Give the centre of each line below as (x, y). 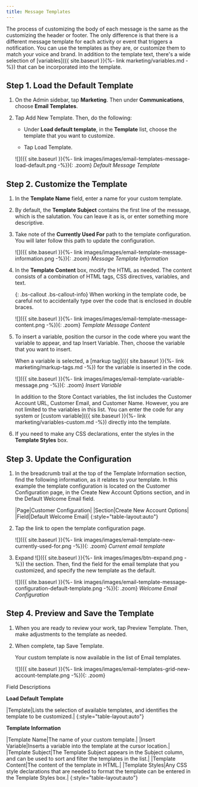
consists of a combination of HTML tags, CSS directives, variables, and (102, 277)
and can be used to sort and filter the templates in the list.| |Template (91, 758)
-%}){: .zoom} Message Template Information (112, 259)
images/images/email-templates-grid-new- (137, 669)
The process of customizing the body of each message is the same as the (97, 29)
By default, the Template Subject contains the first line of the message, (103, 210)
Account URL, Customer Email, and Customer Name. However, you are (102, 403)
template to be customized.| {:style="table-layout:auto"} (75, 716)
